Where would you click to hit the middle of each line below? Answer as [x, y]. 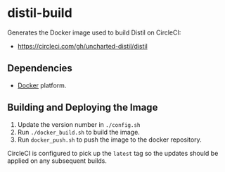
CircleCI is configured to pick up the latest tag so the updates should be [113, 153]
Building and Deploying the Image [83, 107]
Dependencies [40, 68]
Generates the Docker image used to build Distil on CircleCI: [94, 32]
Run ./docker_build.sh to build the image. [79, 132]
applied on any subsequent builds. [57, 161]
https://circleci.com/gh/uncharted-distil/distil [82, 46]
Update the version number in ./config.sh [79, 124]
